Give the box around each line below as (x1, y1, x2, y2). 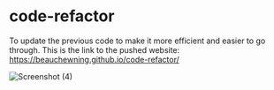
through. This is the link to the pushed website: (9, 44, 180, 55)
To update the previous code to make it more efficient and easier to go (9, 35, 266, 46)
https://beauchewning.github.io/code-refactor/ (9, 54, 179, 64)
